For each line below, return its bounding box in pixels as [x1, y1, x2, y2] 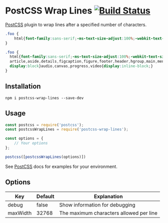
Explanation [93, 193, 123, 200]
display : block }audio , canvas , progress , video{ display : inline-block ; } [9, 64, 153, 69]
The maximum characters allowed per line [59, 209, 157, 216]
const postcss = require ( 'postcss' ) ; [5, 122, 84, 127]
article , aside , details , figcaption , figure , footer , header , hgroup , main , [9, 59, 157, 64]
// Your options [14, 141, 48, 146]
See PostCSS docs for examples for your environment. [5, 163, 117, 169]
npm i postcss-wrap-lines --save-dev [5, 95, 84, 100]
